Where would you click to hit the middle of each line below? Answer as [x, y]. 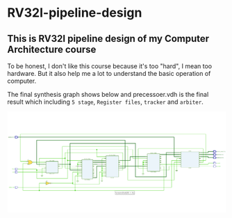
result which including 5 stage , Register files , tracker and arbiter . [105, 102]
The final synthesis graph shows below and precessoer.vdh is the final [108, 94]
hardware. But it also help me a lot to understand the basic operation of [109, 73]
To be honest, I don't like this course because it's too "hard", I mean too [110, 66]
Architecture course [52, 49]
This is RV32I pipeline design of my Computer [108, 39]
